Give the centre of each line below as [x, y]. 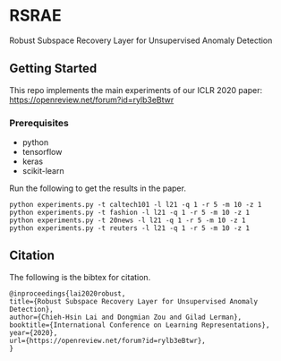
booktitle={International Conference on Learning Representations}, [140, 325]
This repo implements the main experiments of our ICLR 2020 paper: [136, 90]
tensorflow [42, 152]
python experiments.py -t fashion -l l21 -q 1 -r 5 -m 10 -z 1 [130, 213]
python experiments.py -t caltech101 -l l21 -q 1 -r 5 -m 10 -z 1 [136, 205]
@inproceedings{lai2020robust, [68, 293]
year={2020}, [34, 332]
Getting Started [53, 69]
